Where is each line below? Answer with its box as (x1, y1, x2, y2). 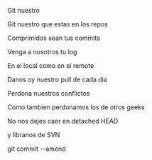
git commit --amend (7, 144, 66, 153)
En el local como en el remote (7, 61, 94, 70)
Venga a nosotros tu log (7, 48, 77, 56)
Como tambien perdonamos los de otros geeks (7, 103, 145, 111)
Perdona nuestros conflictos (7, 89, 90, 97)
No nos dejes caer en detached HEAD (7, 117, 119, 125)
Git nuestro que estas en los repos (7, 20, 108, 28)
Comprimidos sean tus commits (7, 34, 101, 42)
